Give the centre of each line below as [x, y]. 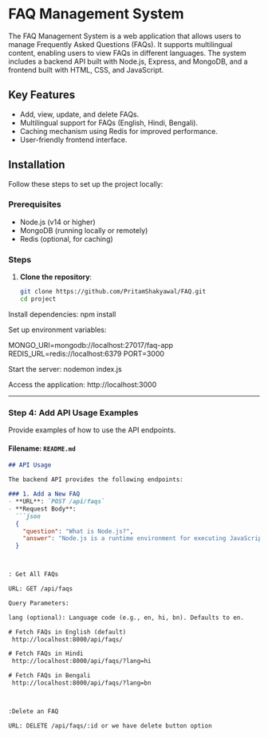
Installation [37, 165]
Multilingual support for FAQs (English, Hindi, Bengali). [108, 122]
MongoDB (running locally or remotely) [84, 230]
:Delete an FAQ [33, 711]
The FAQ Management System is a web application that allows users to [125, 36]
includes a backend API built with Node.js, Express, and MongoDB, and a [128, 61]
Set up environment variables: [57, 330]
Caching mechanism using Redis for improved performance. [118, 131]
